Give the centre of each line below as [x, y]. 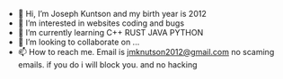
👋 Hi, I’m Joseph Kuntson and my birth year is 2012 [112, 14]
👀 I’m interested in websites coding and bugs [101, 23]
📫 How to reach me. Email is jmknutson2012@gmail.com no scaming [146, 52]
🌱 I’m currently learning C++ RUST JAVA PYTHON [111, 32]
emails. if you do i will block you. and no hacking [107, 65]
